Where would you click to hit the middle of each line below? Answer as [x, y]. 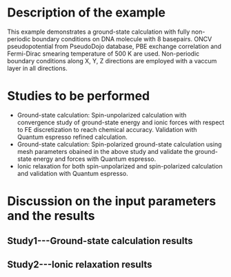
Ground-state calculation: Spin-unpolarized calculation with [102, 115]
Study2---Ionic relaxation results [80, 264]
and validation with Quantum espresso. [73, 173]
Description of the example [86, 13]
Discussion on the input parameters [112, 201]
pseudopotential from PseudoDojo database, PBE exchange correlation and [114, 46]
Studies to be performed [79, 96]
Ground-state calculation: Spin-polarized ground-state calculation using [119, 144]
